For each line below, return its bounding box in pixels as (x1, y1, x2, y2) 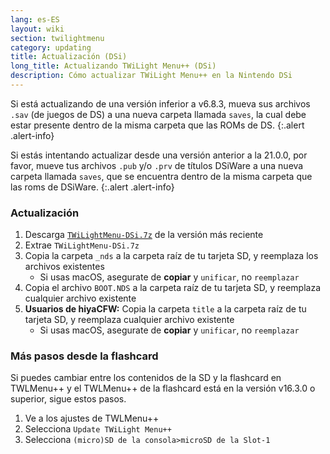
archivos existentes (24, 261, 105, 273)
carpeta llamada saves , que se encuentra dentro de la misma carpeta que (10, 170, 313, 182)
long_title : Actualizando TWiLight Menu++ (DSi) (10, 61, 217, 71)
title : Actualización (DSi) (10, 52, 128, 62)
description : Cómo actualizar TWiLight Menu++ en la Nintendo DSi (10, 71, 293, 81)
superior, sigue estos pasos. (10, 393, 127, 405)
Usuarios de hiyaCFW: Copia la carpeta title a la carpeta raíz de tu (24, 303, 307, 315)
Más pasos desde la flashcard (10, 349, 159, 363)
